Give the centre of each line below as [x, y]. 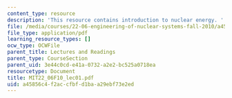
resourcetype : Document [41, 71]
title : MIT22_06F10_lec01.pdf [51, 78]
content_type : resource [41, 13]
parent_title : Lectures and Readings [61, 52]
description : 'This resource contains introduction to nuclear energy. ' [116, 20]
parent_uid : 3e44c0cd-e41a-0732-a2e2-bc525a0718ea [81, 65]
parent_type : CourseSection [48, 59]
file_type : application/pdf [48, 33]
